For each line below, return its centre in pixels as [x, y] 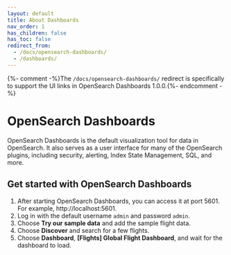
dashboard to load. [44, 245]
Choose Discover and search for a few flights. [83, 230]
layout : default [31, 14]
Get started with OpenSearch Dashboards [100, 184]
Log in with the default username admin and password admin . [104, 216]
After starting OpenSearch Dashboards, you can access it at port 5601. [118, 201]
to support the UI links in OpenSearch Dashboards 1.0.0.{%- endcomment [113, 86]
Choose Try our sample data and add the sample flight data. [104, 223]
